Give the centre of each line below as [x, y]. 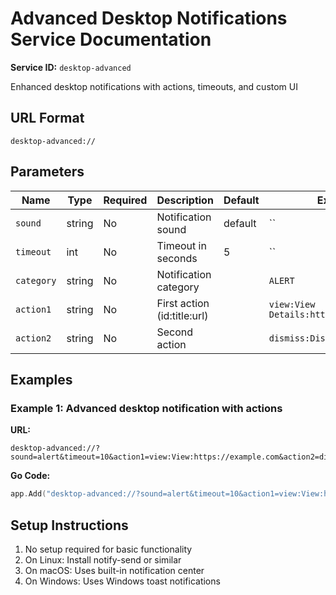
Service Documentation [111, 39]
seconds [177, 258]
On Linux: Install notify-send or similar [103, 559]
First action [183, 303]
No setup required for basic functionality [108, 549]
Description [185, 200]
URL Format [47, 118]
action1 [33, 309]
